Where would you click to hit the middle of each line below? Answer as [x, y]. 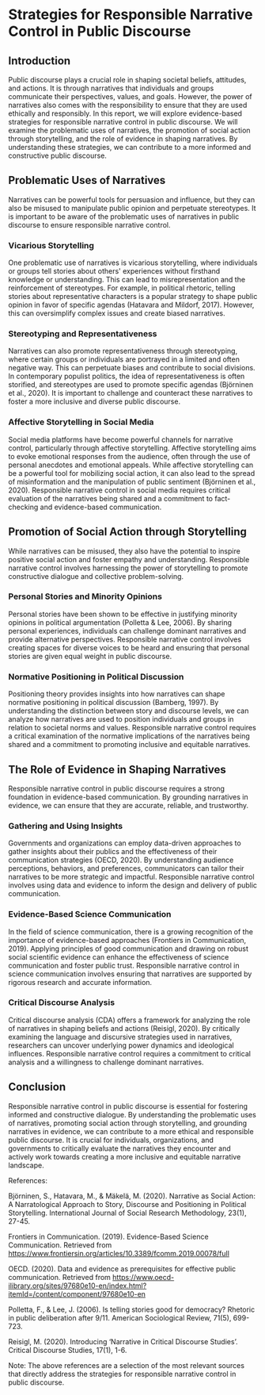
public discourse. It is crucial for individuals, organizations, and [111, 1140]
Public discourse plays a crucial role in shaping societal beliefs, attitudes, [127, 80]
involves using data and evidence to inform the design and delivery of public [133, 885]
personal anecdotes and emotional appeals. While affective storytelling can [131, 465]
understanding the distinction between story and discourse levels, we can [129, 711]
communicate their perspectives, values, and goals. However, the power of [131, 96]
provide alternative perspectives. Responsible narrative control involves [125, 639]
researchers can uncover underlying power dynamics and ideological [121, 1045]
